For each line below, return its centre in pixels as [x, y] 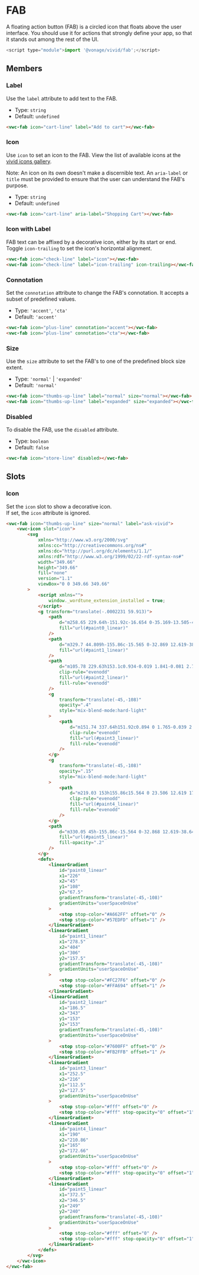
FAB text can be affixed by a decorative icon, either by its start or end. [91, 242]
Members [24, 69]
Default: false [32, 447]
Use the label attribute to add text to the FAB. [62, 98]
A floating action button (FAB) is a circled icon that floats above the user [94, 27]
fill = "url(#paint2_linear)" [94, 678]
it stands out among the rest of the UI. [52, 39]
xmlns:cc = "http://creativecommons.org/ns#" [92, 546]
